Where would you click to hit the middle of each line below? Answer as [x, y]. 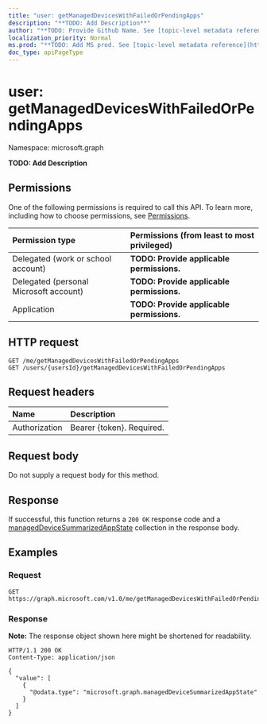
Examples [33, 553]
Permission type [44, 240]
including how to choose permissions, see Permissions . [99, 215]
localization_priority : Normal [60, 38]
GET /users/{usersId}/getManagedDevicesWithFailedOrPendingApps [117, 368]
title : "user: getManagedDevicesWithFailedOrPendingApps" [106, 15]
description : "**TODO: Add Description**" [79, 23]
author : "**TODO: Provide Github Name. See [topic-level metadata [120, 30]
